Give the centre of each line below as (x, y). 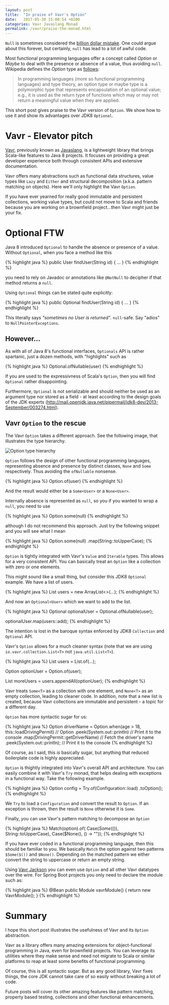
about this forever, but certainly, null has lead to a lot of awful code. (76, 49)
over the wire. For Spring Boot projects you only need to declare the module (84, 875)
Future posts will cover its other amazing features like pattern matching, (80, 991)
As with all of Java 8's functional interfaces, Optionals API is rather (75, 351)
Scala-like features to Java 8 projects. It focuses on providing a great (77, 155)
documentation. (22, 166)
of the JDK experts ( (26, 402)
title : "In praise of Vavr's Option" (46, 15)
